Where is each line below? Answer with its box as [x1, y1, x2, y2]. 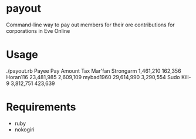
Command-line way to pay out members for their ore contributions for [6, 21, 175, 28]
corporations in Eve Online [6, 27, 70, 34]
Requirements [6, 100, 76, 114]
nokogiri [14, 126, 35, 133]
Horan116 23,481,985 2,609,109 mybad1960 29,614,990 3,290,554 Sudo [6, 73, 180, 80]
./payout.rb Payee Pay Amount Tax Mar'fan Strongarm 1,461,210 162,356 [6, 67, 181, 74]
